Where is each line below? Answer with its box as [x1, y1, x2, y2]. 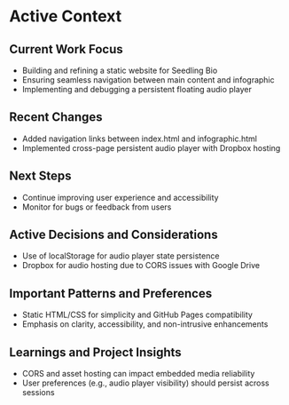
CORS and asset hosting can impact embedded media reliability [21, 369, 255, 379]
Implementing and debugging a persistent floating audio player [21, 84, 253, 94]
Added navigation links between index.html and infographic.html [21, 133, 257, 144]
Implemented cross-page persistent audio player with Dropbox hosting [21, 142, 281, 153]
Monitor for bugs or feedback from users [21, 202, 172, 212]
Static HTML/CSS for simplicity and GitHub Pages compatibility [21, 309, 253, 321]
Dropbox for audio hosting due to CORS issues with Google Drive [21, 260, 260, 271]
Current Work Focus [9, 42, 124, 57]
